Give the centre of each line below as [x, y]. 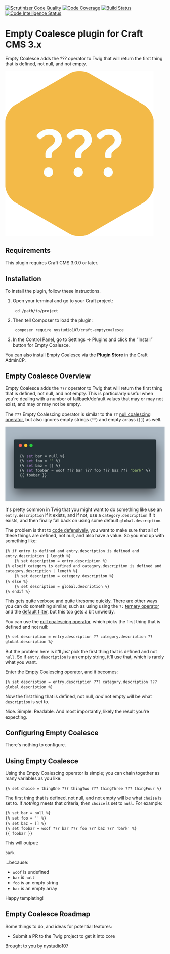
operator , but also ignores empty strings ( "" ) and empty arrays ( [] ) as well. [83, 420]
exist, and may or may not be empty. [43, 404]
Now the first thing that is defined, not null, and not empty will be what [79, 696]
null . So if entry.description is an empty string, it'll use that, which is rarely [85, 657]
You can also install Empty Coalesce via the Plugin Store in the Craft [76, 355]
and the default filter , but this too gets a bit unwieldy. [60, 611]
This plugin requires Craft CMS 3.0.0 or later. [52, 263]
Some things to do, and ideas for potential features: [59, 927]
